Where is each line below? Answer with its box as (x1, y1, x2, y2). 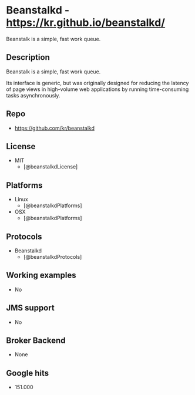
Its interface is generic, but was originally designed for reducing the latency (6, 79, 189, 86)
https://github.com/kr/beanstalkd (14, 124, 95, 131)
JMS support (6, 303, 55, 313)
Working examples (6, 271, 76, 281)
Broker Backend (6, 336, 66, 346)
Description (6, 52, 50, 62)
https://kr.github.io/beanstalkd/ (6, 16, 166, 29)
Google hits (6, 368, 49, 378)
